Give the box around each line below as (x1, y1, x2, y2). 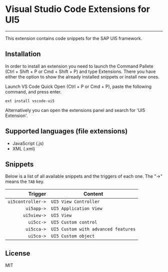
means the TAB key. (5, 178, 44, 184)
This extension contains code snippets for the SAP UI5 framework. (5, 35, 142, 41)
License (5, 249, 30, 257)
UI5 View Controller (50, 199, 100, 204)
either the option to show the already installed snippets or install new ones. (5, 73, 159, 79)
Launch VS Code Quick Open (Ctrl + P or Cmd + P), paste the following (5, 83, 151, 89)
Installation (5, 50, 41, 58)
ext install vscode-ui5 (5, 98, 55, 103)
